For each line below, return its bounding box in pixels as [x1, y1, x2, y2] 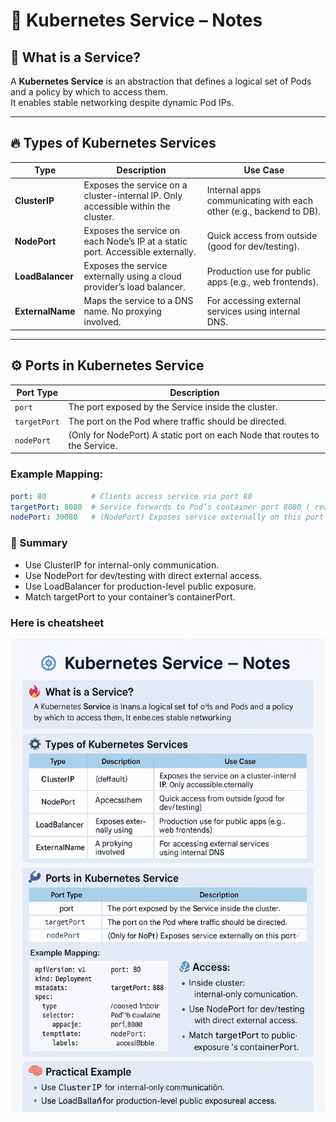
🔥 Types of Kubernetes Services [10, 135, 217, 152]
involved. [83, 316, 122, 328]
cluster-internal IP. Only [83, 189, 183, 201]
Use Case [243, 164, 285, 176]
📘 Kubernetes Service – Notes [10, 9, 263, 32]
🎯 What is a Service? [10, 49, 142, 66]
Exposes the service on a [83, 179, 188, 191]
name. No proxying [83, 305, 162, 318]
